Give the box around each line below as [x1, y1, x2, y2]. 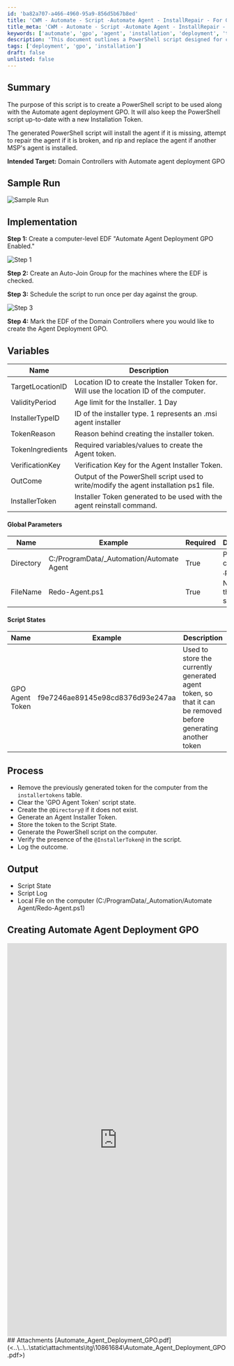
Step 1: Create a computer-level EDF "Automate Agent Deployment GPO [7, 235, 214, 243]
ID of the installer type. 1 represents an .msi [74, 409, 217, 418]
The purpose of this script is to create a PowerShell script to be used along [7, 100, 222, 108]
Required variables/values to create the [74, 440, 203, 450]
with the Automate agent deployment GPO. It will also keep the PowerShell [7, 108, 221, 116]
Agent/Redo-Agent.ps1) [17, 904, 86, 912]
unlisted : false [7, 56, 54, 63]
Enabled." [7, 242, 35, 250]
